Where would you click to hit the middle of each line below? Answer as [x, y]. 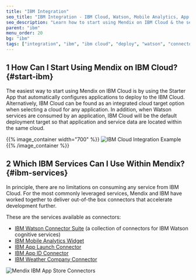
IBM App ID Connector [41, 253]
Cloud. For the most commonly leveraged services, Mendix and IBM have [94, 193]
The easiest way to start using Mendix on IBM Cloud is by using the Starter [96, 90]
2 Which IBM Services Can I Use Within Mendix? [95, 164]
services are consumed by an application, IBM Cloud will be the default [92, 116]
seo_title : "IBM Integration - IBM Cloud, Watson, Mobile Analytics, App [98, 17]
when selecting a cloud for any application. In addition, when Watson [89, 109]
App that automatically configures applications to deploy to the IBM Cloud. [95, 97]
